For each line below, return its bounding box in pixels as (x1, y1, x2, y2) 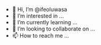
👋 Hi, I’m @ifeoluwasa (12, 6, 67, 13)
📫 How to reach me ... (12, 32, 69, 39)
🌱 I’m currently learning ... (12, 19, 78, 26)
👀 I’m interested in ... (12, 12, 64, 19)
